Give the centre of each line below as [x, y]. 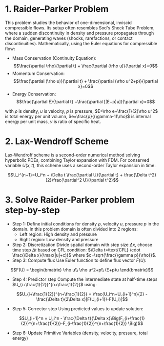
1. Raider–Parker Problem [57, 9]
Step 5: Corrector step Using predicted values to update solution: [78, 309]
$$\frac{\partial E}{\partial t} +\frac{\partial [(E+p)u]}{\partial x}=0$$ [86, 101]
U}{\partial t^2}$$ [101, 180]
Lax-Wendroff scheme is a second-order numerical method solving [73, 155]
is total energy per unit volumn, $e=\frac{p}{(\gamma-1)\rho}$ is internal [78, 116]
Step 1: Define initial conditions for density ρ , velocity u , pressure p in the [85, 223]
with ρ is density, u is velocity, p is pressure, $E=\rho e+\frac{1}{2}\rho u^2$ [82, 111]
